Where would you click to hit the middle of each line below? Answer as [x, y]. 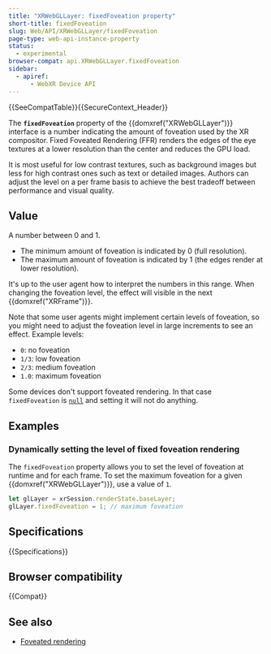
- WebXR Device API [62, 84]
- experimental [41, 54]
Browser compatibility [66, 576]
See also [30, 622]
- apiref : [32, 76]
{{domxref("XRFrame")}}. [51, 301]
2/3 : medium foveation [58, 367]
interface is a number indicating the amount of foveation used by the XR [129, 132]
